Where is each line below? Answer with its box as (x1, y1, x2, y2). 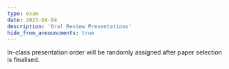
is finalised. (7, 56, 40, 64)
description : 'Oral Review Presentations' (7, 23, 132, 30)
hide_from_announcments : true (7, 29, 95, 37)
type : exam (7, 10, 39, 17)
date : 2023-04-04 (7, 17, 58, 23)
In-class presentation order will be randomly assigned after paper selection (7, 48, 222, 57)
